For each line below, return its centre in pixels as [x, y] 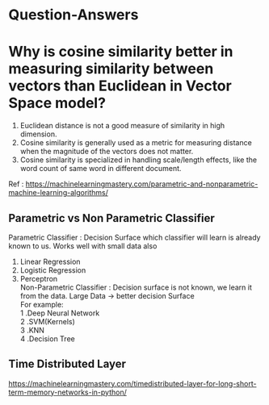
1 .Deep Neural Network [60, 313]
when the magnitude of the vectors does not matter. [107, 152]
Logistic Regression [53, 270]
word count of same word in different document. [101, 169]
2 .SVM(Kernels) [47, 321]
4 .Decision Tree [47, 338]
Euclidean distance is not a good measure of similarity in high [122, 126]
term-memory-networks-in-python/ [67, 392]
